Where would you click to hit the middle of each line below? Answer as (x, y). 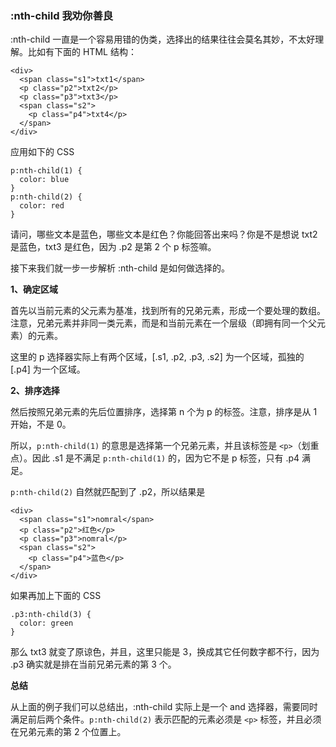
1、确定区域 (34, 289)
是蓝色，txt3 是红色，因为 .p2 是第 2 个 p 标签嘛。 (113, 247)
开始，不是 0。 (41, 424)
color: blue (44, 180)
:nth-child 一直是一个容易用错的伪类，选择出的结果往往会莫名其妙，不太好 (163, 39)
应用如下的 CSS (42, 152)
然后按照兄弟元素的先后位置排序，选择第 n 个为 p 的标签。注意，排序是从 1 (164, 412)
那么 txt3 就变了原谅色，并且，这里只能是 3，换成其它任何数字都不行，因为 (165, 652)
